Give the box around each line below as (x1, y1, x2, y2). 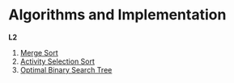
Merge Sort (19, 48, 58, 57)
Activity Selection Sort (19, 56, 96, 66)
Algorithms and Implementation (8, 6, 227, 24)
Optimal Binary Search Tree (19, 64, 113, 74)
